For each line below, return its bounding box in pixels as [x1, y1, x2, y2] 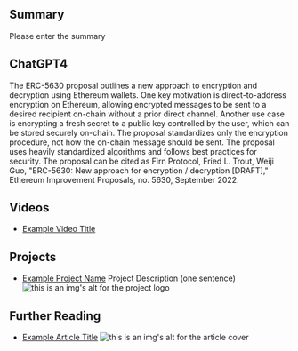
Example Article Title [21, 332, 99, 343]
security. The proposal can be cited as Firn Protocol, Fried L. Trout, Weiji [9, 156, 274, 166]
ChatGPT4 [9, 57, 68, 72]
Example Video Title [21, 224, 96, 235]
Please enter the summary [9, 30, 106, 41]
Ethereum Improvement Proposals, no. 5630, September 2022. [9, 174, 239, 185]
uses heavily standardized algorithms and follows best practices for [9, 146, 257, 156]
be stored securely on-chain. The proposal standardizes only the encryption [9, 127, 289, 138]
